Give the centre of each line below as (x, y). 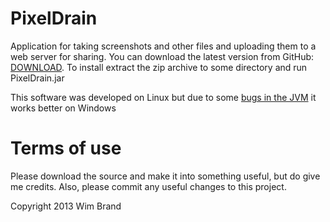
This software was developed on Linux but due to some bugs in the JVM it (163, 97)
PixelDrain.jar (37, 78)
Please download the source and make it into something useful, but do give (165, 176)
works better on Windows (63, 108)
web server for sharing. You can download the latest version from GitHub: (162, 56)
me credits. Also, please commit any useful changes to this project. (148, 186)
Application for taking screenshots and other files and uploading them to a (163, 46)
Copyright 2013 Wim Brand (66, 206)
